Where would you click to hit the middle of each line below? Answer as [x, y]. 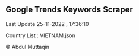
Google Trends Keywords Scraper [69, 10]
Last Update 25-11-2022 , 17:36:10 [47, 24]
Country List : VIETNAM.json [40, 35]
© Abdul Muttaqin [28, 47]
